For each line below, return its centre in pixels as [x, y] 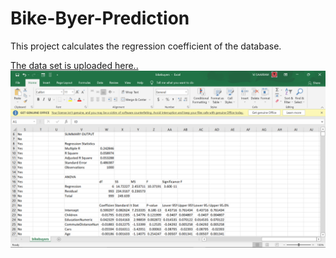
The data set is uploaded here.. [74, 65]
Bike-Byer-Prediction [100, 18]
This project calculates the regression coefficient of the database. [146, 46]
